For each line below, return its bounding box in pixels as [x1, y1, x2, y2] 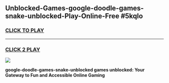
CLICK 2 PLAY [5, 46, 40, 53]
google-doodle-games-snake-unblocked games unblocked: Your [5, 66, 145, 72]
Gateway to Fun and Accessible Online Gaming [5, 72, 105, 78]
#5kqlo [120, 12, 143, 21]
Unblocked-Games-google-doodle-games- [5, 4, 144, 13]
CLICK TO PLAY [5, 27, 44, 34]
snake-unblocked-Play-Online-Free [5, 12, 120, 21]
